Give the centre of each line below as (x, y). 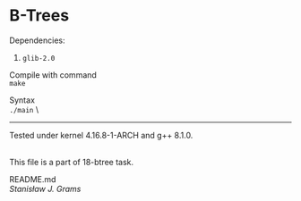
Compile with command (53, 75)
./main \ (24, 109)
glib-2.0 (39, 58)
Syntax (22, 100)
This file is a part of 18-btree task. (72, 162)
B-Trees (39, 16)
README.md (33, 179)
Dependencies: (37, 40)
